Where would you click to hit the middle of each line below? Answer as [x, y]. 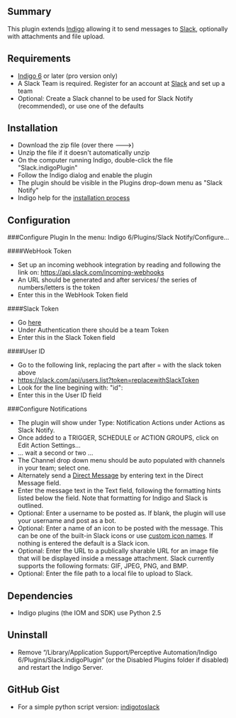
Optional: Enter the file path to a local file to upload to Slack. [105, 573]
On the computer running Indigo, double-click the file [95, 160]
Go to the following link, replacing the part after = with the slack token [119, 365]
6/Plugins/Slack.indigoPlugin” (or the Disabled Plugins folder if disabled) [123, 660]
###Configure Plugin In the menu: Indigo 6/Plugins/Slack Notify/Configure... [118, 238]
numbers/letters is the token [59, 287]
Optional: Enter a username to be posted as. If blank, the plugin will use [122, 513]
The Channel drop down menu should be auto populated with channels [121, 460]
